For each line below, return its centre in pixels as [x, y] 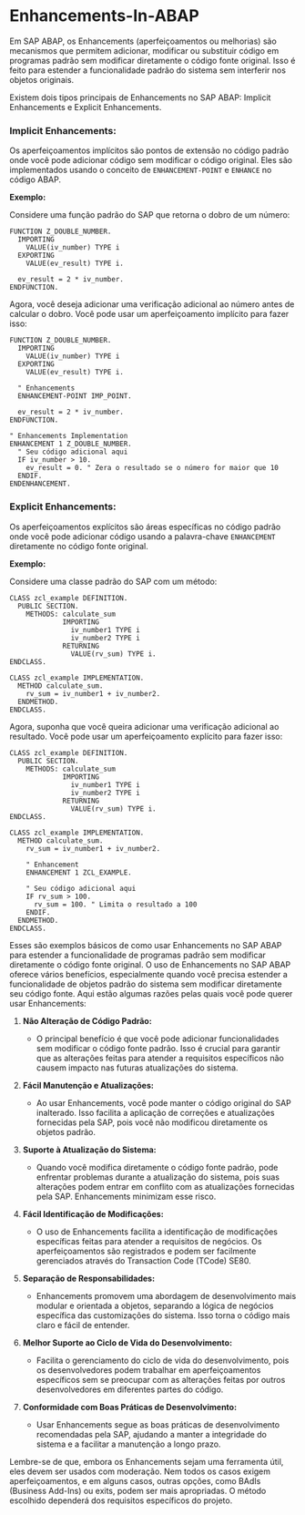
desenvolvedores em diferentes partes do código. [130, 1389]
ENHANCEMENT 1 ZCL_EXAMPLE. [79, 872]
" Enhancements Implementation [69, 436]
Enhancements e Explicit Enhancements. [86, 107]
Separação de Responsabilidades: [89, 1278]
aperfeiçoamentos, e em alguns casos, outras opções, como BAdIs [135, 1480]
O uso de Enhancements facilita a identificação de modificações [157, 1232]
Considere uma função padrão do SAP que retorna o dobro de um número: [150, 215]
